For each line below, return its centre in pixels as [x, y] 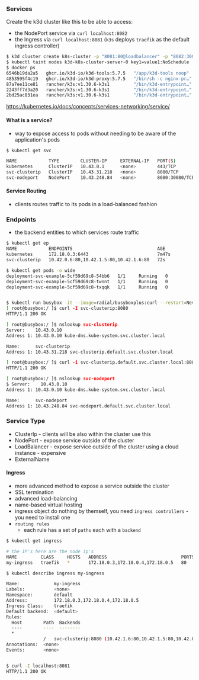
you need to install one [42, 517]
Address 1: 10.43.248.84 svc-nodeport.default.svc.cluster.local [88, 406]
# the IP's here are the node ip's [50, 551]
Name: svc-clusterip [38, 346]
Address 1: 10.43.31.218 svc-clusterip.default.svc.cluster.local [90, 352]
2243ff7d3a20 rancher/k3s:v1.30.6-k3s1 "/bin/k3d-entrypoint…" [99, 90]
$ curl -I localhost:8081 [38, 666]
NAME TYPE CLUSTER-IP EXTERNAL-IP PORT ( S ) [91, 161]
